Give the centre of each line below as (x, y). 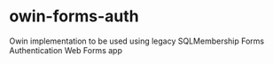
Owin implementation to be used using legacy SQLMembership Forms (136, 41)
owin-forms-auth (74, 16)
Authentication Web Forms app (66, 50)
